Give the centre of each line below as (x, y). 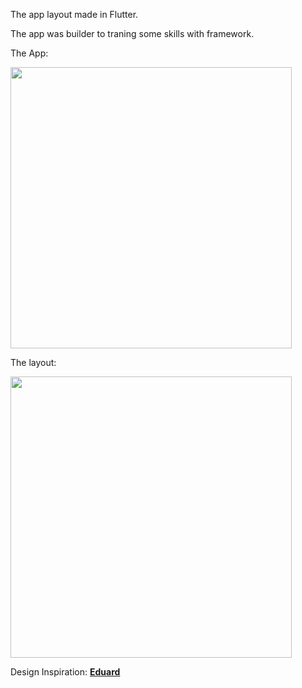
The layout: (33, 362)
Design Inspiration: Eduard (65, 672)
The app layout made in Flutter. (74, 14)
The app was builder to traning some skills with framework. (132, 33)
